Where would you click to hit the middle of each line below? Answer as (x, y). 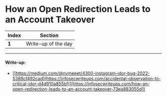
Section (49, 35)
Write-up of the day (49, 44)
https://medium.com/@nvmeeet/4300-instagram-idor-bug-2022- (83, 73)
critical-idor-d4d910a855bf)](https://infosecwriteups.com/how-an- (81, 84)
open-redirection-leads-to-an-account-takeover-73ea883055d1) (79, 89)
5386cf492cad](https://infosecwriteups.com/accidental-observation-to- (86, 79)
